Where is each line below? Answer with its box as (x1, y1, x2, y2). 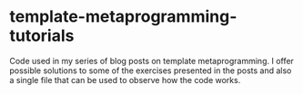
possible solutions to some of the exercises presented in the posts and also (9, 65, 292, 76)
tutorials (9, 25, 75, 46)
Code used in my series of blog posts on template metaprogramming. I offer (9, 55, 294, 66)
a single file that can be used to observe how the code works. (9, 74, 241, 85)
